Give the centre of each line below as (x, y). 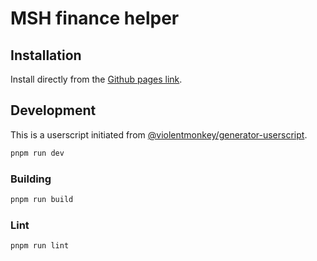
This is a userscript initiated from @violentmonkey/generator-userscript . (159, 134)
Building (31, 179)
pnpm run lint (40, 246)
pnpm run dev (37, 153)
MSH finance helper (95, 18)
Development (53, 110)
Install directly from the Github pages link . (96, 79)
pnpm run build (42, 199)
